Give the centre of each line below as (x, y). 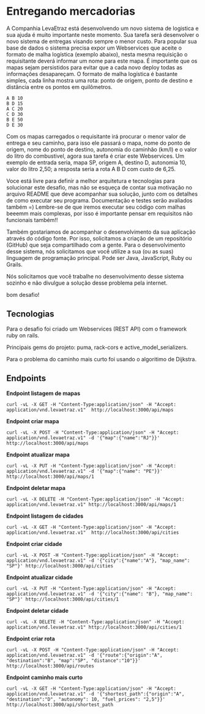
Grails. (14, 264)
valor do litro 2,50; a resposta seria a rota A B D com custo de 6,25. (91, 169)
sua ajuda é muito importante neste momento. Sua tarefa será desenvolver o (103, 34)
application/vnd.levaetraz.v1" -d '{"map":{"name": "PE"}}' (85, 471)
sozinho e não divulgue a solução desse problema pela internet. (87, 283)
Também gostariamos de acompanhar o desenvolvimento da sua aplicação (101, 232)
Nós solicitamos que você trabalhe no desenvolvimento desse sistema (95, 276)
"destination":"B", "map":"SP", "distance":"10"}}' (73, 661)
